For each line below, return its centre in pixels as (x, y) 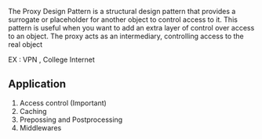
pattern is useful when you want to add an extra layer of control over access (131, 28)
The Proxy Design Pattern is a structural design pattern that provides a (122, 11)
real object (25, 45)
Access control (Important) (63, 103)
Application (37, 84)
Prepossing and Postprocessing (71, 119)
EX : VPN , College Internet (52, 59)
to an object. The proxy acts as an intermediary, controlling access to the (126, 36)
